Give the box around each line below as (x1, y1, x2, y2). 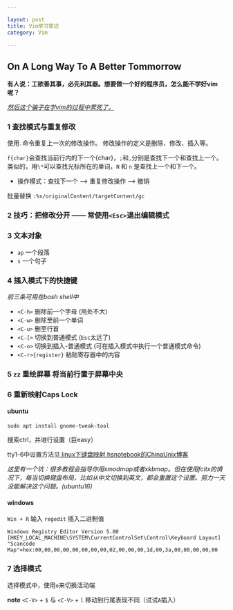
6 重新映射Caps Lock (7, 390, 78, 399)
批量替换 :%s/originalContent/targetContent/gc (7, 191, 145, 200)
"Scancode (7, 540, 36, 548)
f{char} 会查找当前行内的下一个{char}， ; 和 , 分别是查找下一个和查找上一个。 (7, 153, 223, 162)
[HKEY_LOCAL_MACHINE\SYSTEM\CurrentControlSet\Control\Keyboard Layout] (7, 535, 221, 542)
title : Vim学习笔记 (7, 22, 59, 30)
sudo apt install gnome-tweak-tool (7, 423, 110, 430)
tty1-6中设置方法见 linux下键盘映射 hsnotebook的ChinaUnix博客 (7, 450, 189, 459)
